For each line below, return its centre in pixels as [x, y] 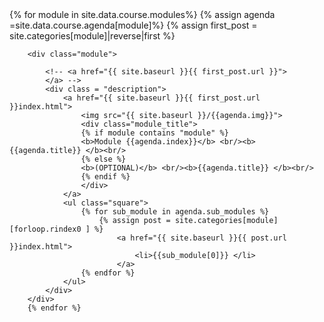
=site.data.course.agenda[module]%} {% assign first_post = [133, 25]
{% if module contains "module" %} [154, 133]
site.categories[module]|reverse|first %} [92, 36]
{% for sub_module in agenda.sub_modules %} [175, 212]
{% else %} [103, 159]
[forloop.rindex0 [45, 229]
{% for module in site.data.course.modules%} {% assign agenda [142, 14]
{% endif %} [105, 177]
